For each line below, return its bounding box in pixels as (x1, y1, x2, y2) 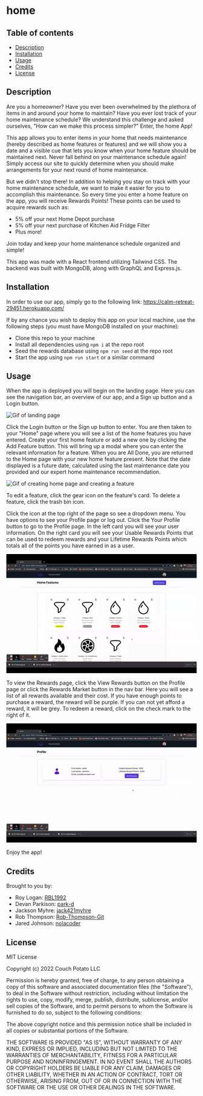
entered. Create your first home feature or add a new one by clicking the (6, 436, 187, 443)
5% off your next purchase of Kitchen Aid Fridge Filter (14, 221, 150, 229)
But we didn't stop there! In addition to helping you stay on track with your (6, 178, 190, 185)
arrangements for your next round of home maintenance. (6, 166, 148, 173)
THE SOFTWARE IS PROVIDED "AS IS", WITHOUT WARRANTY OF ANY (6, 1039, 182, 1046)
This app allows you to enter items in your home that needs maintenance (6, 134, 187, 141)
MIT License (6, 953, 37, 961)
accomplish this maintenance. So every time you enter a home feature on (6, 191, 188, 198)
